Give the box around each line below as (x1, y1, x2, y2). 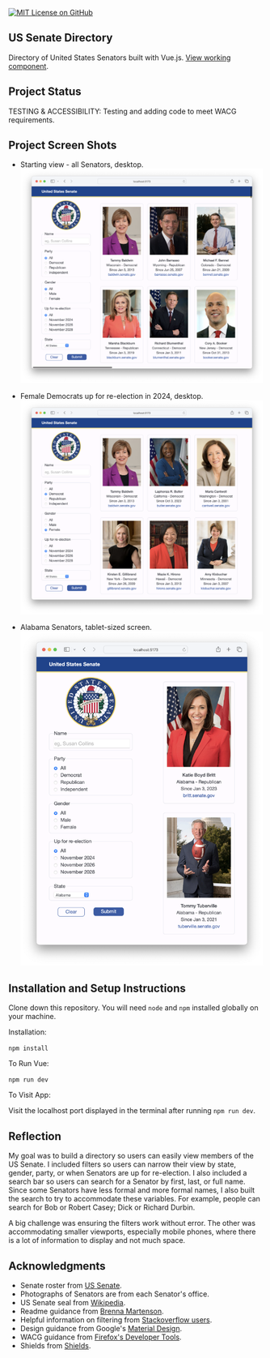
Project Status (8, 85, 82, 99)
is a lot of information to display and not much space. (8, 1236, 186, 1245)
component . (8, 61, 49, 71)
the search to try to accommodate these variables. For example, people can (8, 1194, 261, 1204)
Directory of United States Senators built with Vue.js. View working (8, 53, 231, 62)
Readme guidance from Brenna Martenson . (19, 1306, 164, 1317)
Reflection (8, 1129, 62, 1143)
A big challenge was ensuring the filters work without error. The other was (8, 1219, 256, 1228)
